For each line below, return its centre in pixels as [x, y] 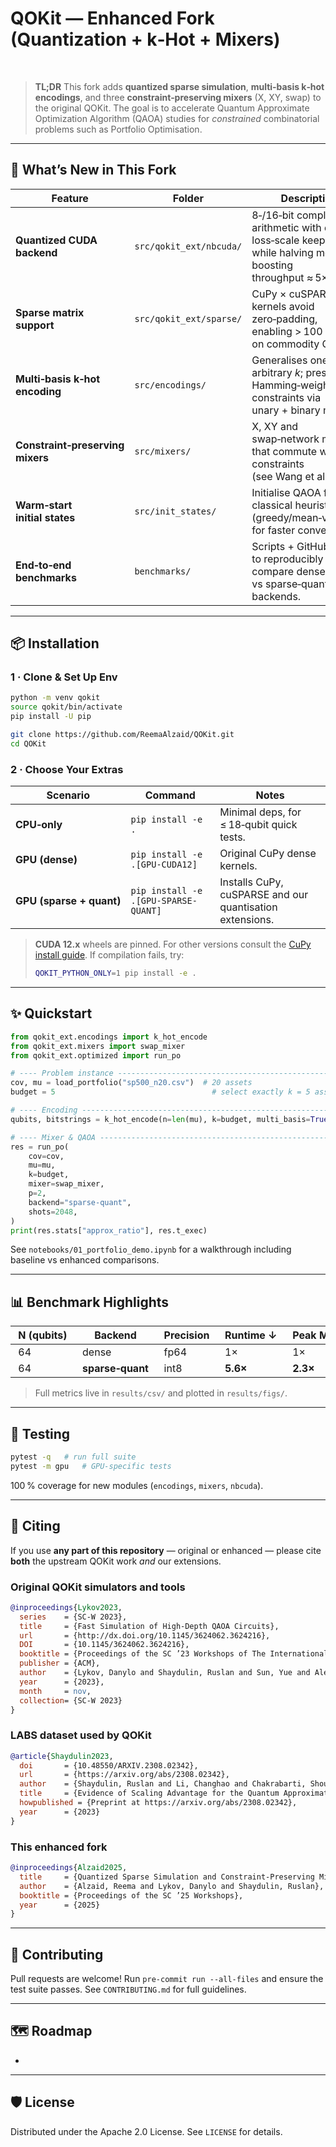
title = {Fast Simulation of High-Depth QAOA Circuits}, [149, 1626]
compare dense [288, 571]
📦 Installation [55, 643]
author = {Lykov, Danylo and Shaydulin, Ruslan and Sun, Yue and [165, 1673]
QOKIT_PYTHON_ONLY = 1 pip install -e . [115, 973]
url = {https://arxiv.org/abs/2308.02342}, [124, 1775]
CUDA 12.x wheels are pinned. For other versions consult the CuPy [173, 944]
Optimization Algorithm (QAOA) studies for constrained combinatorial [177, 118]
